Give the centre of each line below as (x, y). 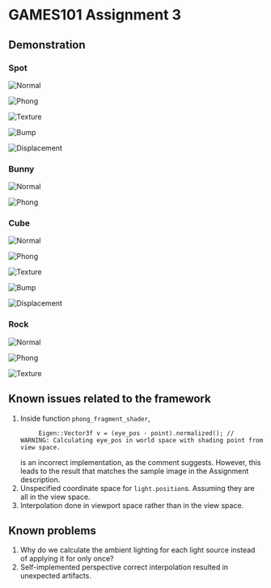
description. (40, 480)
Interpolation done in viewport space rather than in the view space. (132, 505)
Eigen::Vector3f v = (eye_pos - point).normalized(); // (136, 433)
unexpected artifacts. (55, 576)
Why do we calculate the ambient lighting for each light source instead (138, 550)
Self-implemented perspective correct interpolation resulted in (124, 567)
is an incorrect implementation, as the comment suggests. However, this (140, 462)
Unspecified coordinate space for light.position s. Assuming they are (137, 488)
